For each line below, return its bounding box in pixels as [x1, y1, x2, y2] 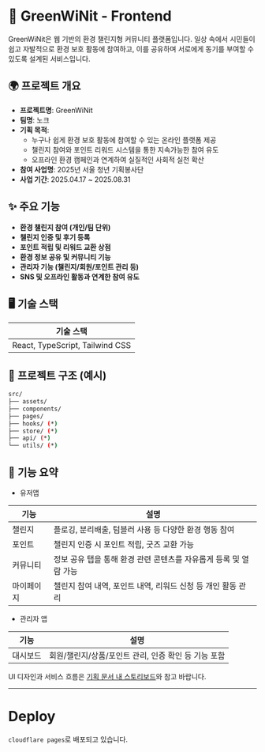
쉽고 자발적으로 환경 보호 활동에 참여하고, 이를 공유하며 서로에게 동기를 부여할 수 [8, 43, 255, 54]
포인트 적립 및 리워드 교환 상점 [19, 242, 111, 251]
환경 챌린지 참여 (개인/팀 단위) [19, 222, 111, 232]
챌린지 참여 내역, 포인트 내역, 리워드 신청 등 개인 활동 [53, 580, 237, 591]
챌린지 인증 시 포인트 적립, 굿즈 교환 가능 [53, 539, 195, 550]
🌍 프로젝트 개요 [8, 79, 81, 93]
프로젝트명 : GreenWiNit [19, 105, 93, 115]
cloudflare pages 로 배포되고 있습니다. [8, 735, 129, 744]
